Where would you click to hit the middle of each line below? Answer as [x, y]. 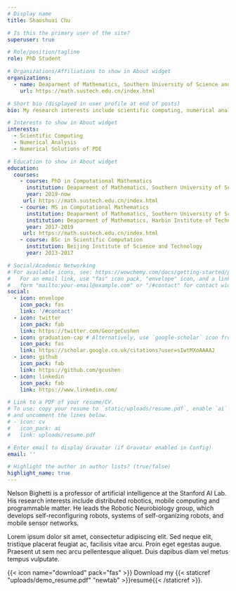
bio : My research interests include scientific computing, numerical [111, 110]
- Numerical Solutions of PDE [58, 149]
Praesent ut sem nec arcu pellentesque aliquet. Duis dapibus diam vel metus [118, 551]
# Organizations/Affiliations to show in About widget [89, 72]
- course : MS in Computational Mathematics [85, 207]
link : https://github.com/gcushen [70, 370]
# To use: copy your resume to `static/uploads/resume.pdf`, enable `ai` [118, 409]
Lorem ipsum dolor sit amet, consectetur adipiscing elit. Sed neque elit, [110, 537]
